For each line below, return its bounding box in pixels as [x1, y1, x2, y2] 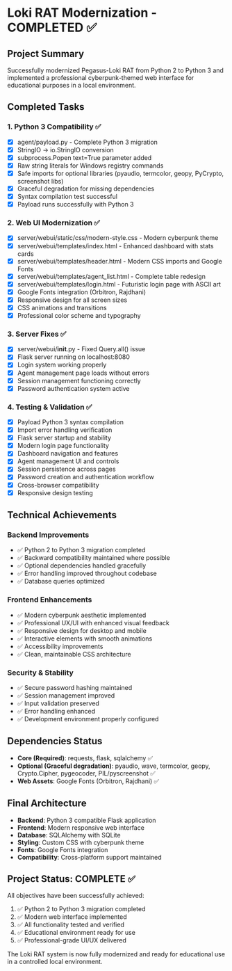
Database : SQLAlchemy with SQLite [17, 830, 121, 839]
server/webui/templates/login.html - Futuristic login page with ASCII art [17, 280, 221, 288]
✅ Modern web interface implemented [17, 913, 127, 921]
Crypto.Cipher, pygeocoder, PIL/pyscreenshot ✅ [17, 769, 156, 777]
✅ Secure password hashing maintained [17, 683, 133, 691]
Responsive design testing [17, 488, 93, 497]
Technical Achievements [7, 509, 117, 521]
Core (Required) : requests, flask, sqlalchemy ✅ [17, 753, 154, 762]
